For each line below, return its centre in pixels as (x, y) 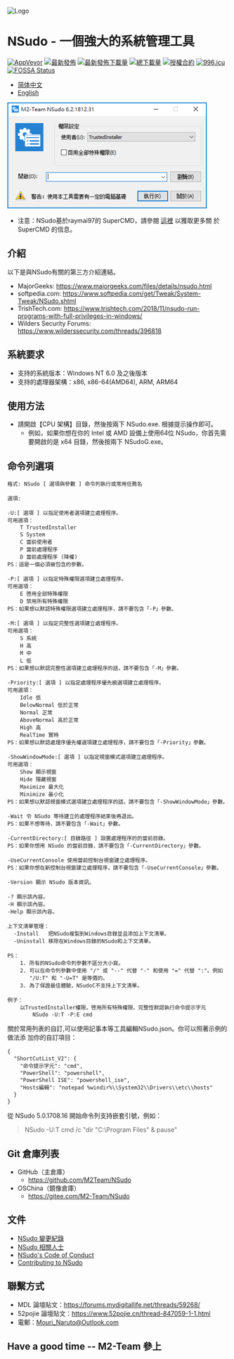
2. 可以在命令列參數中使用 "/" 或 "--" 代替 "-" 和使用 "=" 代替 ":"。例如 (122, 971)
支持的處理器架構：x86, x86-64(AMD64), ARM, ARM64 (98, 382)
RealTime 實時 (39, 735)
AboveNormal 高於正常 (50, 720)
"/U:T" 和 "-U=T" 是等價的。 (69, 978)
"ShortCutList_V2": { (45, 1059)
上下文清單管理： (28, 926)
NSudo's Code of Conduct (56, 1255)
